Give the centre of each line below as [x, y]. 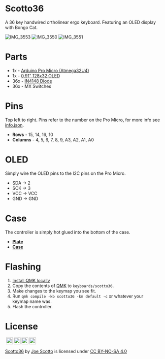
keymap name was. [32, 301]
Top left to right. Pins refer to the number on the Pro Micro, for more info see [82, 120]
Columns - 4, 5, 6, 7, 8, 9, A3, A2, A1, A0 [53, 140]
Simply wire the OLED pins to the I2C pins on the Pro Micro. [66, 173]
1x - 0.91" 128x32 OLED [36, 76]
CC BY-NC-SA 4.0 [108, 351]
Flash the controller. [32, 306]
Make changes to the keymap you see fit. [54, 291]
